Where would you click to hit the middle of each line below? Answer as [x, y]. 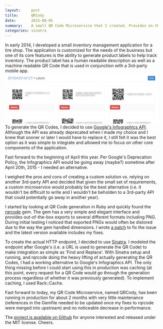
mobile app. [17, 71]
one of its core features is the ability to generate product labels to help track [81, 55]
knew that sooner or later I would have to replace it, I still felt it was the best [81, 138]
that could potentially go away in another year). [52, 197]
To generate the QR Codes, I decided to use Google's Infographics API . [76, 127]
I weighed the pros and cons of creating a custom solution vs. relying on [77, 177]
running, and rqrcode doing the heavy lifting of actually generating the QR [79, 257]
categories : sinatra [26, 31]
